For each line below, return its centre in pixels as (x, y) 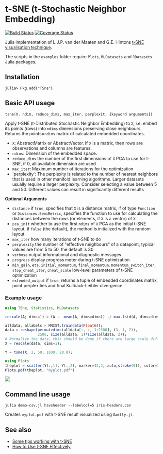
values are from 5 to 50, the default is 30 (53, 249)
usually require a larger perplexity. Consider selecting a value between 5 (84, 184)
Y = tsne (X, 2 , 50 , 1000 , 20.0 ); (39, 352)
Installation (22, 77)
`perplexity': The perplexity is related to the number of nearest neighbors (85, 174)
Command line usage (38, 394)
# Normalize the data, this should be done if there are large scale (77, 339)
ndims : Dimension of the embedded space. (54, 153)
